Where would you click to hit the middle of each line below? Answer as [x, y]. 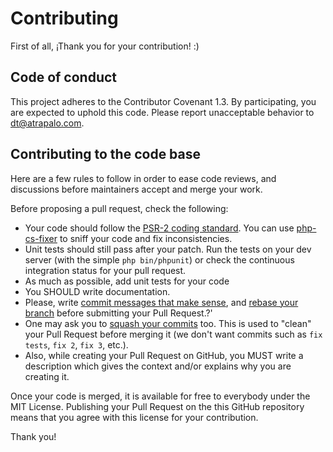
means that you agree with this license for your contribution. [134, 417]
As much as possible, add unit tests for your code [127, 281]
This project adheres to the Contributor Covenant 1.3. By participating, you [163, 101]
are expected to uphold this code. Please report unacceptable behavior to [162, 112]
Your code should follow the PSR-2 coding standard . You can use [159, 228]
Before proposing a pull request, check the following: [119, 208]
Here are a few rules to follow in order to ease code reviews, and [143, 178]
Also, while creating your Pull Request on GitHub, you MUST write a [164, 355]
